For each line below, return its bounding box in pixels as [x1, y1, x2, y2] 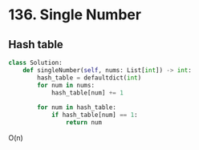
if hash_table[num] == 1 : [51, 111, 138, 120]
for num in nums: [37, 81, 95, 89]
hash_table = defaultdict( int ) [37, 74, 142, 82]
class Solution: [8, 59, 63, 67]
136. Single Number [8, 6, 142, 24]
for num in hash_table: [37, 103, 116, 111]
